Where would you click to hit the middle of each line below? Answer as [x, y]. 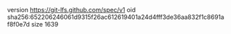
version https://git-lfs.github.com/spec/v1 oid [72, 10]
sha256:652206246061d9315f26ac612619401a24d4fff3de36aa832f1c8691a [116, 17]
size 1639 [45, 24]
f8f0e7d [18, 24]
